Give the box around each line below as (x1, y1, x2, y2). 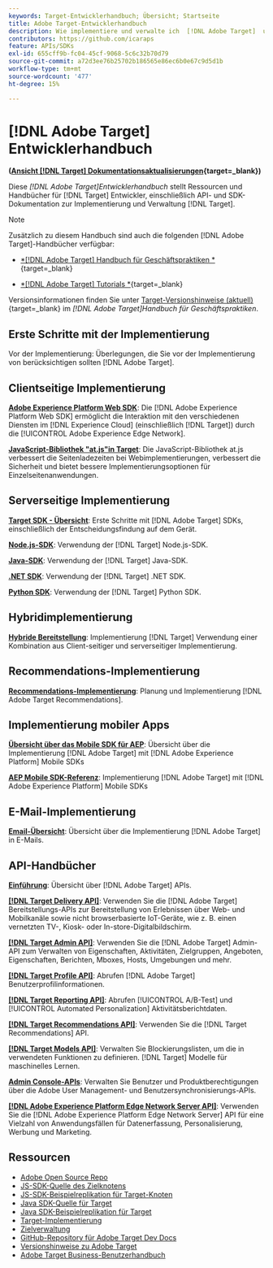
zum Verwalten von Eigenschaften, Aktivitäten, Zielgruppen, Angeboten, (21, 946, 263, 956)
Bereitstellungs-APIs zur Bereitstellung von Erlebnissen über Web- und (8, 904, 245, 914)
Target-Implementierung (19, 1215, 102, 1225)
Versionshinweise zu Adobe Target (19, 1241, 137, 1251)
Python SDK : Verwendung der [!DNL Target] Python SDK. (8, 587, 201, 597)
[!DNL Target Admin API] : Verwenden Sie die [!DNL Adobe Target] (8, 937, 232, 947)
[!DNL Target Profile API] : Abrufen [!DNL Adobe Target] (8, 971, 196, 980)
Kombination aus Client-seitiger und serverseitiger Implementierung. (8, 641, 238, 650)
